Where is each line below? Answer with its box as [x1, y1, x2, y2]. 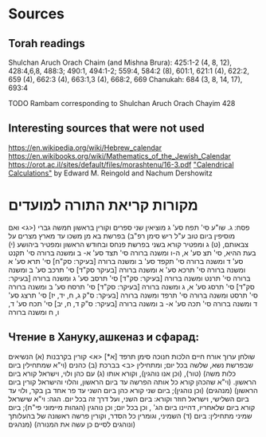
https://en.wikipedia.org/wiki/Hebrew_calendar [8, 143, 162, 152]
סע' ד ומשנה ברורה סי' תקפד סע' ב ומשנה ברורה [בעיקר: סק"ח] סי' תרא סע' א [8, 256, 244, 266]
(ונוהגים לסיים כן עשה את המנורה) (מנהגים [8, 419, 136, 429]
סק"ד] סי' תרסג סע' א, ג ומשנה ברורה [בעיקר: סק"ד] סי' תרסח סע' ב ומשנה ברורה [8, 281, 255, 291]
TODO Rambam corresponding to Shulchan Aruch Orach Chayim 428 [8, 99, 236, 108]
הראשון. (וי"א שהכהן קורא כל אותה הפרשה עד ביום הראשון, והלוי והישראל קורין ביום [8, 376, 257, 387]
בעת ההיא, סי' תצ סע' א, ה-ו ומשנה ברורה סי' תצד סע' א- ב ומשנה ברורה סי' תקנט [8, 248, 256, 258]
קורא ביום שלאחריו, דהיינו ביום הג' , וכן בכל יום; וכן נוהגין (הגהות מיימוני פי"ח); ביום [8, 402, 256, 411]
